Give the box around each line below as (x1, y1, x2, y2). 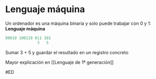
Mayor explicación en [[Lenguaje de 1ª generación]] (5, 59, 114, 65)
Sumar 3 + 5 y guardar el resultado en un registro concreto (5, 49, 129, 55)
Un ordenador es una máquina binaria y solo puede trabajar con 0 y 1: (5, 20, 151, 26)
